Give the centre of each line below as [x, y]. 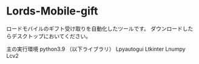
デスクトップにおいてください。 [51, 36]
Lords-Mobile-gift [52, 11]
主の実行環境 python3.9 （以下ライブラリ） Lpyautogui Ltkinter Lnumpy [96, 49]
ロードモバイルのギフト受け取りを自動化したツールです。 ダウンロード [95, 28]
